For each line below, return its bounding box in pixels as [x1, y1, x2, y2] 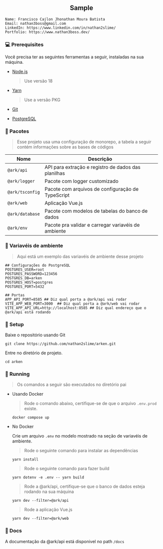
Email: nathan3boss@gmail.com [5, 21, 66, 26]
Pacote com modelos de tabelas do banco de [44, 208, 148, 215]
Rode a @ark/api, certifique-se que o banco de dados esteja [24, 484, 146, 490]
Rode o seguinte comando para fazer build [24, 466, 110, 472]
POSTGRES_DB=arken [5, 275, 42, 280]
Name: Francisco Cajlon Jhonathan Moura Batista [5, 17, 105, 21]
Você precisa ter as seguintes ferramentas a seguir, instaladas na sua [5, 54, 144, 60]
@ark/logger [7, 179, 35, 184]
